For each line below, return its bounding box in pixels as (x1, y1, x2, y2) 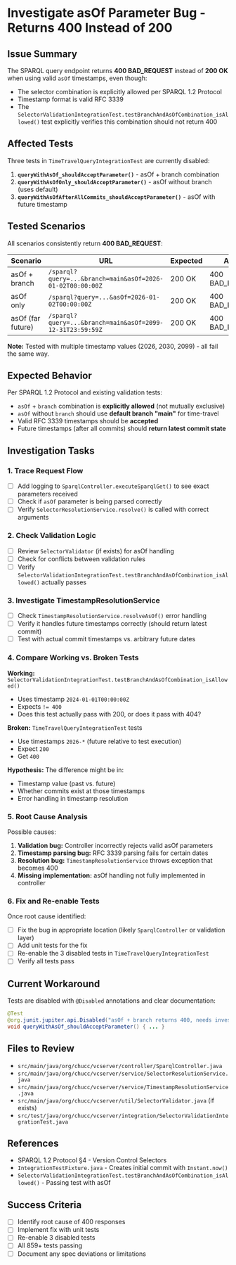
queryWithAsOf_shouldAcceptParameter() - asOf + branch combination (17, 170, 220, 179)
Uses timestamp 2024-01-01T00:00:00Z (17, 695, 130, 703)
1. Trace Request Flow (7, 465, 84, 475)
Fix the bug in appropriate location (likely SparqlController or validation (17, 926, 225, 935)
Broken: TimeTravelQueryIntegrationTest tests (7, 723, 143, 732)
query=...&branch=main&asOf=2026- (48, 274, 164, 283)
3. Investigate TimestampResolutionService (7, 596, 160, 605)
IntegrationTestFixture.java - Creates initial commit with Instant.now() (17, 1164, 228, 1172)
